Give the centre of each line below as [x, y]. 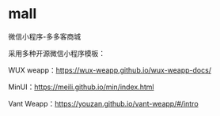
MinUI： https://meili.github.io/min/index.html [81, 87]
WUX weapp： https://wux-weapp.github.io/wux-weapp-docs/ [110, 70]
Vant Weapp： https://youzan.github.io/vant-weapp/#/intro [104, 103]
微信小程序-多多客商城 [45, 36]
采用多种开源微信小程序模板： [57, 53]
